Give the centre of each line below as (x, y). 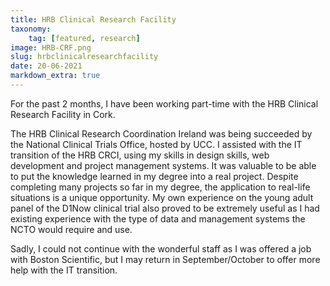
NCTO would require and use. (71, 229)
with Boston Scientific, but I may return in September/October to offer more (165, 259)
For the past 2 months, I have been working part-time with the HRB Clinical (164, 103)
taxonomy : (31, 29)
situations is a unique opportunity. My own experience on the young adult (162, 197)
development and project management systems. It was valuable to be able (163, 165)
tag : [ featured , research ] (84, 38)
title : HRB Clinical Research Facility (93, 19)
